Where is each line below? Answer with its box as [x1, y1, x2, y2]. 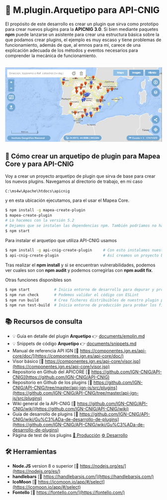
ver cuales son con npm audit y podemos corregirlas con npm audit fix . [5, 267, 153, 273]
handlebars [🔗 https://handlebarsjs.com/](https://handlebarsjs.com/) [12, 473, 154, 479]
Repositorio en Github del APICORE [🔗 [12, 369, 90, 375]
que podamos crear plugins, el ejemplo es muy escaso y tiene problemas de [5, 37, 162, 43]
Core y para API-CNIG [5, 160, 74, 168]
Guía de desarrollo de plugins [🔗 [12, 411, 79, 417]
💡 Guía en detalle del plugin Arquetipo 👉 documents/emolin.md [12, 333, 145, 339]
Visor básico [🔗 [12, 358, 44, 364]
